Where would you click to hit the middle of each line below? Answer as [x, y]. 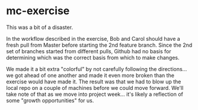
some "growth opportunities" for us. [50, 100]
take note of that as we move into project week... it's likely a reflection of [95, 94]
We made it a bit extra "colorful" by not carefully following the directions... [97, 69]
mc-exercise [38, 11]
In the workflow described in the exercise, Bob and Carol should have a [93, 38]
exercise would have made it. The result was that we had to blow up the [94, 82]
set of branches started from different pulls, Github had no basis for [89, 51]
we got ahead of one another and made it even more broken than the [90, 75]
